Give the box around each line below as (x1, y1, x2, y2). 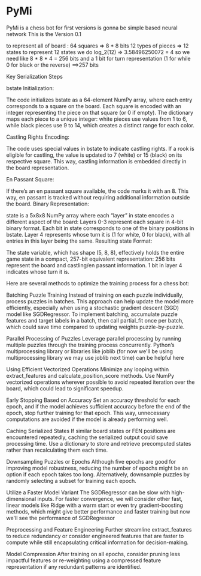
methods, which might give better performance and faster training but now (6, 508, 190, 515)
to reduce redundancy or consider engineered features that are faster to (6, 532, 184, 539)
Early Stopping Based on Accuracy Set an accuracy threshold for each (6, 396, 180, 404)
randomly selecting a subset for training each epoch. (6, 477, 136, 484)
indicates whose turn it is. (6, 268, 70, 275)
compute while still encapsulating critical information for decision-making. (6, 539, 189, 546)
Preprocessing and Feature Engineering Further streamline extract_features (6, 526, 192, 533)
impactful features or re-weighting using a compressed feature (6, 557, 162, 564)
